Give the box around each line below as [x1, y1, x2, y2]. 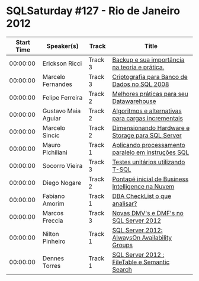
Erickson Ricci [42, 59, 82, 68]
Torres [42, 261, 61, 270]
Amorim [42, 199, 65, 207]
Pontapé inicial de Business [112, 175, 189, 183]
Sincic [42, 131, 60, 139]
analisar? [112, 199, 137, 207]
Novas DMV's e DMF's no [112, 209, 184, 217]
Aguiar [42, 114, 61, 122]
